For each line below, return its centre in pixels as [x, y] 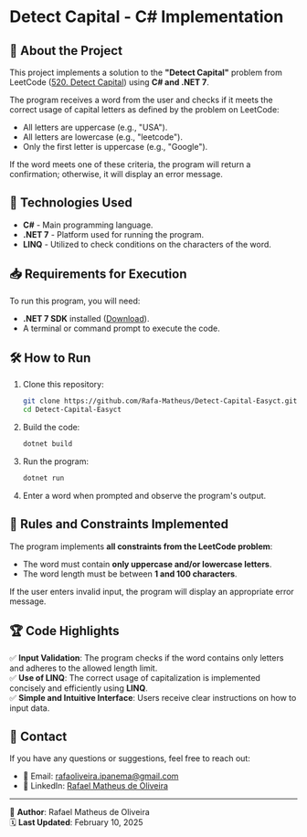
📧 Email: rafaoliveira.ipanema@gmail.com [101, 776]
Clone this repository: [63, 385]
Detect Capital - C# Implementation [147, 17]
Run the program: [56, 461]
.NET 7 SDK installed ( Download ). [86, 318]
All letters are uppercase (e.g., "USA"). [95, 127]
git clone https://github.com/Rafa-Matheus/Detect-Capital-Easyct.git [160, 401]
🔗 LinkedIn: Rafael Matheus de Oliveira [95, 786]
